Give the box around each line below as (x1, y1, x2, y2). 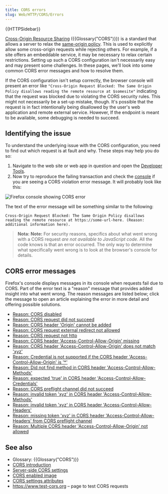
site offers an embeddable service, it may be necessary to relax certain (5, 51, 152, 58)
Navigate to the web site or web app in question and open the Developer (12, 163, 162, 169)
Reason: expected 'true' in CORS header (12, 375, 96, 382)
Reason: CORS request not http (12, 332, 77, 339)
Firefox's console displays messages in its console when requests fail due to (5, 280, 163, 286)
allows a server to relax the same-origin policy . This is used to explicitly (5, 41, 153, 47)
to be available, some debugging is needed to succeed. (5, 114, 120, 120)
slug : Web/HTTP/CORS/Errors (5, 12, 64, 17)
